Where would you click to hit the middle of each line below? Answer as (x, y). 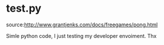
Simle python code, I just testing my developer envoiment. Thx (81, 36)
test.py (24, 8)
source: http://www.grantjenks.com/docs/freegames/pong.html (82, 25)
